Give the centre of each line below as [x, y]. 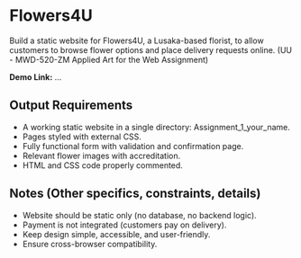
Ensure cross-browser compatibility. [90, 244]
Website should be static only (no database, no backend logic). [139, 215]
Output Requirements [71, 106]
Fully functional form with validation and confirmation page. [133, 146]
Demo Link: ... [36, 76]
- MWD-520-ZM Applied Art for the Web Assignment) [109, 59]
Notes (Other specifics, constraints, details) [135, 194]
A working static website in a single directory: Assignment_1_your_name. [156, 127]
